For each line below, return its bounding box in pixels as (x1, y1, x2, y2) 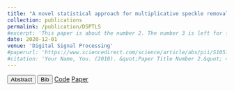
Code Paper (54, 74, 89, 83)
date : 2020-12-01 (7, 36, 58, 43)
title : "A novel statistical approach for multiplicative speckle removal (7, 10, 229, 17)
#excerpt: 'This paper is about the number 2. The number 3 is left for (7, 29, 223, 37)
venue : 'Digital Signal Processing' (7, 42, 114, 49)
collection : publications (7, 17, 82, 24)
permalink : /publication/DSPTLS (7, 23, 101, 30)
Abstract (10, 76, 33, 83)
